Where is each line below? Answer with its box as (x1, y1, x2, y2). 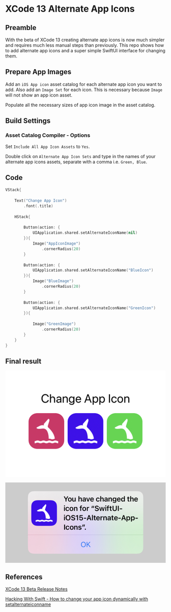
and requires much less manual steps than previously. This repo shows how (5, 42, 164, 48)
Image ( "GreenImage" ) (32, 321, 76, 327)
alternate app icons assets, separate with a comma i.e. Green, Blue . (5, 159, 148, 165)
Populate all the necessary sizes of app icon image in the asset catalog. (5, 102, 156, 108)
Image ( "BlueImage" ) (32, 279, 74, 284)
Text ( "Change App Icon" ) (14, 198, 67, 203)
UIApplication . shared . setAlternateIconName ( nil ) (32, 230, 138, 235)
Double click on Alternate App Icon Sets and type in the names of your (5, 153, 156, 159)
